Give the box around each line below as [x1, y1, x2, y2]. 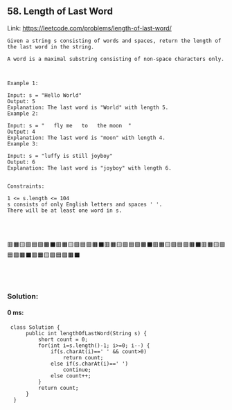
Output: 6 [7, 159, 36, 166]
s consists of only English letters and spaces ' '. [7, 201, 163, 208]
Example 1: [7, 80, 39, 87]
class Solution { [10, 323, 60, 331]
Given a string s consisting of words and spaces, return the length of [7, 37, 222, 44]
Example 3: [7, 140, 39, 148]
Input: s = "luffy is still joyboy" [7, 152, 113, 159]
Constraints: [7, 183, 45, 190]
